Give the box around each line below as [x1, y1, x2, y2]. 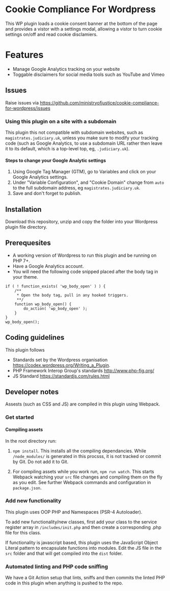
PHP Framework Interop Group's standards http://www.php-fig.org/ [12, 367, 154, 373]
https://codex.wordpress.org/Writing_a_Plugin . [12, 362, 110, 368]
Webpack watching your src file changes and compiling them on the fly [12, 474, 163, 480]
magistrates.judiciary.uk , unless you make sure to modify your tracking [5, 135, 159, 141]
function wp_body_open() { [14, 302, 72, 307]
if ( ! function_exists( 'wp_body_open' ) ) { [5, 284, 106, 289]
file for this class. [5, 529, 42, 535]
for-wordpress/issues [5, 105, 51, 111]
